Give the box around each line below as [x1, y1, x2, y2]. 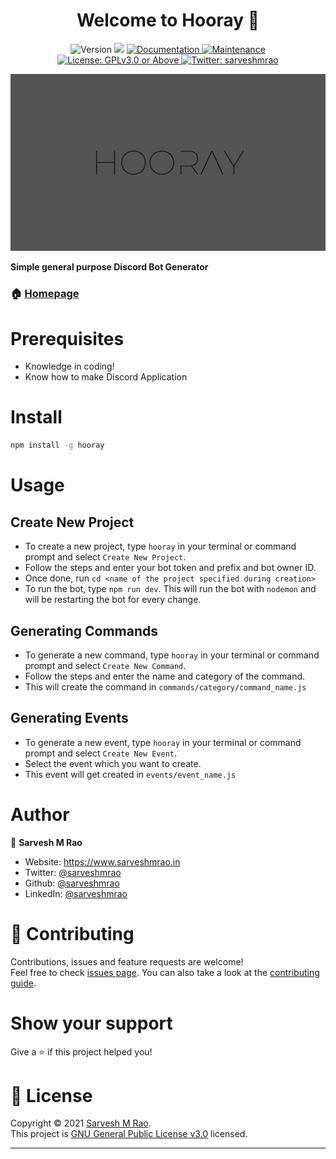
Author [10, 803, 70, 826]
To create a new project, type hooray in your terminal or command [24, 540, 297, 553]
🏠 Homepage [10, 287, 80, 301]
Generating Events [10, 710, 129, 727]
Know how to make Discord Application [24, 371, 188, 383]
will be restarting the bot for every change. [24, 594, 202, 606]
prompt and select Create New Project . [24, 551, 187, 563]
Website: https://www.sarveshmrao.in [24, 855, 181, 868]
